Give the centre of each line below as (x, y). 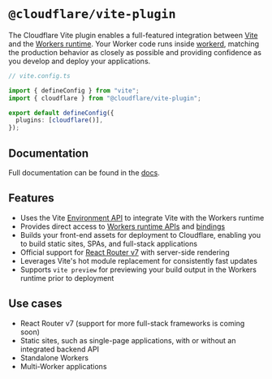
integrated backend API (60, 349)
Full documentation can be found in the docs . (84, 172)
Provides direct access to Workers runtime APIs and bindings (123, 226)
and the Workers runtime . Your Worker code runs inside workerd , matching (134, 44)
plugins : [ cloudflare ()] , (60, 120)
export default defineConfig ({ (61, 113)
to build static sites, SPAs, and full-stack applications (108, 243)
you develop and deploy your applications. (80, 61)
